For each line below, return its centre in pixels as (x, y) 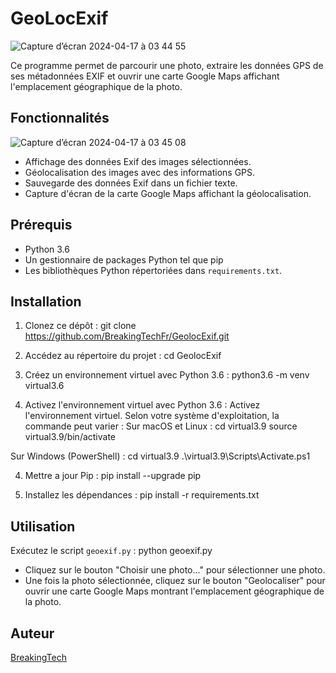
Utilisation (43, 526)
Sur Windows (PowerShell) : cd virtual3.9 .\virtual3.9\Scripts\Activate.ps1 (160, 456)
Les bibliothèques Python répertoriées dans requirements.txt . (153, 270)
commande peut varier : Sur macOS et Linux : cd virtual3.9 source (161, 426)
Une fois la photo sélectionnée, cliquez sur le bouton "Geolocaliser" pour (175, 581)
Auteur (32, 633)
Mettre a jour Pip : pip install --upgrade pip (113, 476)
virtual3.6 (44, 386)
